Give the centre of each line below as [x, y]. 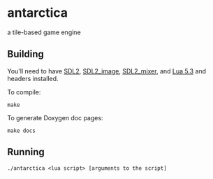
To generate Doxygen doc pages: [55, 117]
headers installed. [33, 78]
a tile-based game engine [44, 32]
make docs [22, 131]
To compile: [24, 92]
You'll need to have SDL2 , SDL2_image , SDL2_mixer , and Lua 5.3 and [107, 71]
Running [26, 152]
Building [25, 54]
